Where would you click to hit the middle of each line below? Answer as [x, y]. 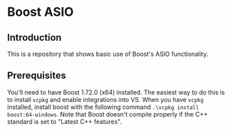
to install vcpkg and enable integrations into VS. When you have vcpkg [105, 99]
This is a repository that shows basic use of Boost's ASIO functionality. [108, 54]
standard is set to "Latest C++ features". [65, 121]
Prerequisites [37, 75]
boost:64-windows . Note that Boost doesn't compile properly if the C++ [108, 114]
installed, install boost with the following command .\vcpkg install [103, 107]
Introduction [35, 38]
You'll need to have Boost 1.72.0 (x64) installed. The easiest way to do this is [116, 92]
